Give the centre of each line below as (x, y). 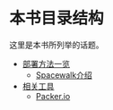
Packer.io (53, 96)
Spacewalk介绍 (64, 75)
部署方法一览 (46, 63)
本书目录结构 (57, 18)
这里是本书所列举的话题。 (56, 45)
